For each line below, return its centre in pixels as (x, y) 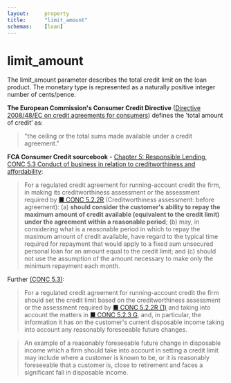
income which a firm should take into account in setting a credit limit (121, 350)
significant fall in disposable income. (76, 373)
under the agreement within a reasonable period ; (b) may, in (112, 222)
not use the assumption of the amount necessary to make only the (118, 259)
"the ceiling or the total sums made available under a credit (108, 136)
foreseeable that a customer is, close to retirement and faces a (113, 365)
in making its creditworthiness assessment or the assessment (112, 193)
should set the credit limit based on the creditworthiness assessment (122, 300)
